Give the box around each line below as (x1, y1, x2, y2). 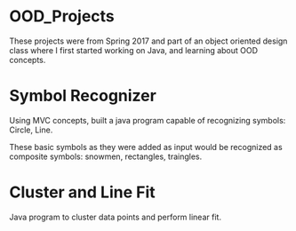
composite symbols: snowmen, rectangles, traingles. (9, 151, 203, 162)
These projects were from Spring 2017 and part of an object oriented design (9, 36, 288, 46)
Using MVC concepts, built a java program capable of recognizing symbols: (9, 115, 286, 125)
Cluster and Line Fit (9, 182, 156, 203)
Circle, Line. (9, 124, 53, 135)
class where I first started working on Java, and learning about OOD (9, 44, 259, 55)
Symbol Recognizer (9, 86, 157, 106)
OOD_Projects (9, 6, 116, 27)
